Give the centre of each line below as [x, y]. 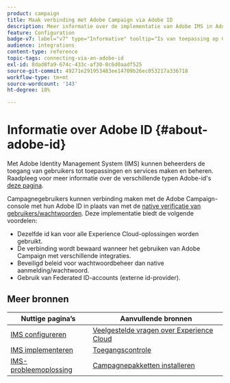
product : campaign [33, 13]
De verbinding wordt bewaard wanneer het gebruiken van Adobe [108, 248]
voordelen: [22, 221]
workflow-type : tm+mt [38, 77]
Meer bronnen [38, 299]
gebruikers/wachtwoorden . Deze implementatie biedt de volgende [100, 213]
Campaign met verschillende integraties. [74, 256]
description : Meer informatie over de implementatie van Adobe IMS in [110, 26]
